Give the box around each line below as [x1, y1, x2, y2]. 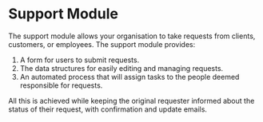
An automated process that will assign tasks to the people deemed [19, 72, 240, 81]
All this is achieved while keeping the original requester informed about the [8, 96, 255, 105]
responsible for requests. [19, 81, 103, 90]
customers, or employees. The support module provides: [8, 39, 196, 49]
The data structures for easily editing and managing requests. [19, 63, 224, 73]
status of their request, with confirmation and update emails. [8, 104, 208, 114]
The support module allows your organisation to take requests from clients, [8, 31, 256, 41]
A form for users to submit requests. [19, 55, 140, 65]
